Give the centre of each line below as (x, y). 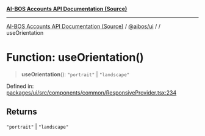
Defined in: (20, 86)
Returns (22, 112)
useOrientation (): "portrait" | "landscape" (75, 74)
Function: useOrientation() (75, 58)
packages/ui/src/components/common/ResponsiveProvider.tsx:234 (92, 92)
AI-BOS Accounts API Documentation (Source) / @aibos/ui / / (83, 26)
